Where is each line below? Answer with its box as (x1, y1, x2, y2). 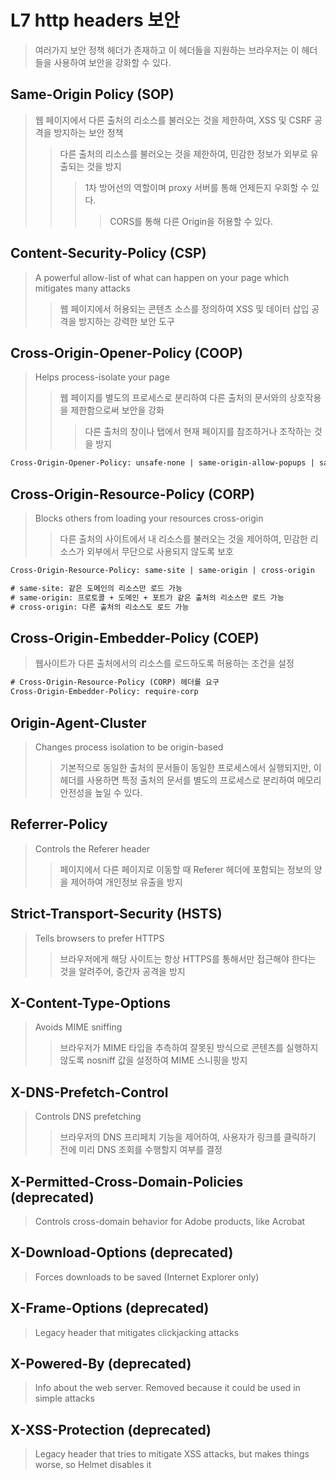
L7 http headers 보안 (10, 9, 180, 32)
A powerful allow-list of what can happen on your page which (34, 271, 290, 283)
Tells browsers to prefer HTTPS (34, 932, 165, 944)
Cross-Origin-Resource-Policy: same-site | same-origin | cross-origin (10, 566, 315, 576)
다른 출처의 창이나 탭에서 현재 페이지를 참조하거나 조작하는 (84, 426, 312, 438)
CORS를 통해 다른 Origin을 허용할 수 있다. (109, 215, 274, 227)
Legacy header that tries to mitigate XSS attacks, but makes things (34, 1448, 310, 1460)
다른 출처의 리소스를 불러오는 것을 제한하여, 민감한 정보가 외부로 (59, 147, 308, 160)
